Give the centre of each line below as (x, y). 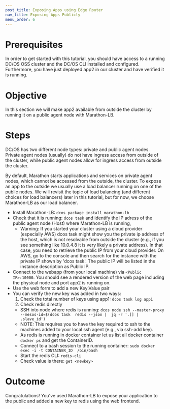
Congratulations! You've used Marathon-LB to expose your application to (82, 396)
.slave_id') (33, 319)
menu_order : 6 (20, 19)
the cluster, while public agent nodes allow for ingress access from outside (83, 160)
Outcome (25, 382)
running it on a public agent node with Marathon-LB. (60, 115)
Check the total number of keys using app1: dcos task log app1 (87, 299)
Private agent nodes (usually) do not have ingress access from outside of (82, 155)
